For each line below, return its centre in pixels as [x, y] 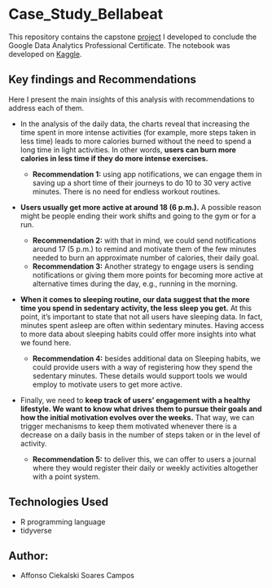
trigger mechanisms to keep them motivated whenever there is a [129, 426]
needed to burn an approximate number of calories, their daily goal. [146, 257]
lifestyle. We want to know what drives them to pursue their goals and [141, 409]
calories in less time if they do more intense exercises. [114, 158]
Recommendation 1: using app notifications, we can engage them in [147, 174]
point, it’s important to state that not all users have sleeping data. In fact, [141, 316]
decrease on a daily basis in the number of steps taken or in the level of [140, 434]
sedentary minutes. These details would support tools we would [140, 375]
